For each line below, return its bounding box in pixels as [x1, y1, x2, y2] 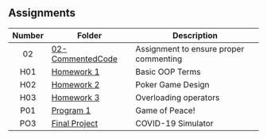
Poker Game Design [134, 79, 210, 90]
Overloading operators [134, 91, 220, 102]
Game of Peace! [134, 105, 196, 116]
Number [12, 29, 44, 41]
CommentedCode [51, 53, 118, 64]
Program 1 [51, 105, 91, 116]
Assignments [8, 6, 76, 20]
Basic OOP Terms [134, 66, 201, 77]
